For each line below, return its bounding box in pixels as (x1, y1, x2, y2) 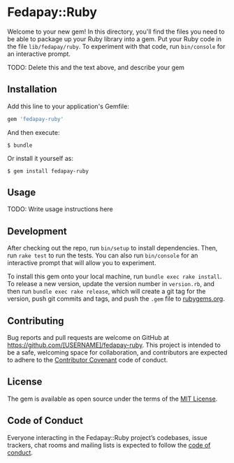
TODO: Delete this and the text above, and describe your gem (7, 63, 185, 71)
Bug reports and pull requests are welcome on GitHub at (7, 334, 170, 342)
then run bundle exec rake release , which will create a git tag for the (7, 287, 206, 296)
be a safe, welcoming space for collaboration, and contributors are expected (7, 348, 228, 357)
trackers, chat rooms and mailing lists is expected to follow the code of (7, 441, 211, 449)
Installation (7, 83, 57, 95)
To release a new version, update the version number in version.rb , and (7, 280, 215, 288)
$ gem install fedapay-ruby (7, 167, 89, 175)
